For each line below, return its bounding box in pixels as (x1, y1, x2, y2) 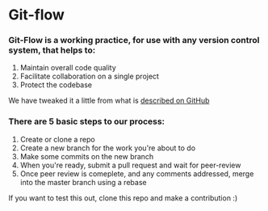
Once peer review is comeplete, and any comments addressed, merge (19, 168, 254, 179)
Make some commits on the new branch (19, 151, 154, 161)
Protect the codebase (19, 80, 93, 90)
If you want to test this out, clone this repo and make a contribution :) (8, 192, 238, 203)
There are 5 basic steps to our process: (8, 116, 165, 127)
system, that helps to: (8, 44, 96, 56)
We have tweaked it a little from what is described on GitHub (8, 95, 210, 106)
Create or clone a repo (19, 134, 95, 144)
